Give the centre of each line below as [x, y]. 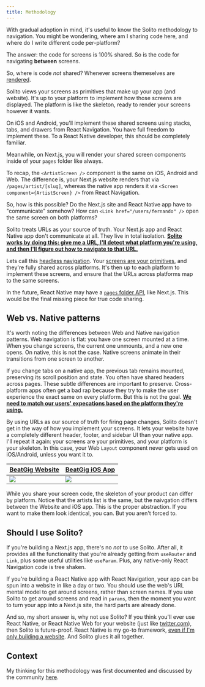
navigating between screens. [43, 61]
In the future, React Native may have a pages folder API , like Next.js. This [97, 292]
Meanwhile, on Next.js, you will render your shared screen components [96, 154]
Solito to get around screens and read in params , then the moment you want [101, 599]
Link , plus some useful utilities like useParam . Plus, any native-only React [97, 560]
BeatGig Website [35, 469]
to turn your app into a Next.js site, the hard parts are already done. [91, 605]
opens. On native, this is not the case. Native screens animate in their [94, 352]
